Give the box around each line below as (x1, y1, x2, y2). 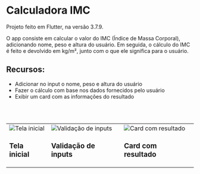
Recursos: (6, 65, 45, 75)
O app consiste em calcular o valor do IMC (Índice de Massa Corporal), (6, 34, 180, 42)
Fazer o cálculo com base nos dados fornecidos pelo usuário (14, 87, 165, 94)
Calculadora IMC (6, 4, 90, 17)
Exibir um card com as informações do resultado (14, 93, 135, 100)
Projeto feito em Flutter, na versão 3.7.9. (6, 23, 104, 30)
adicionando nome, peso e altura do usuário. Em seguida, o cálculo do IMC (6, 41, 190, 48)
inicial (9, 150, 30, 159)
